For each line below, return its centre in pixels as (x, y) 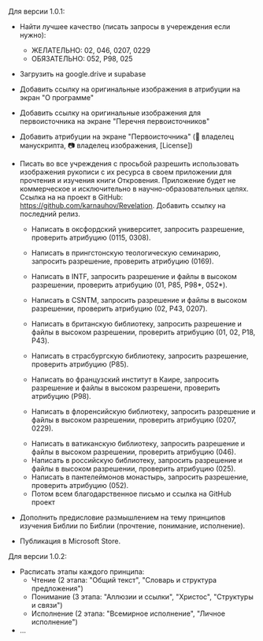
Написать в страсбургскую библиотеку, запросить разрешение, (140, 356)
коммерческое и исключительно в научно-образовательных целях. (134, 189)
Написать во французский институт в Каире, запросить (125, 379)
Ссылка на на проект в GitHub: (71, 197)
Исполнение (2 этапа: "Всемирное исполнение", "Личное (128, 613)
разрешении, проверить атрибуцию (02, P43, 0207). (119, 308)
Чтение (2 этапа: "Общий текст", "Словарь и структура (124, 580)
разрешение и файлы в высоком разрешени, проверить (126, 388)
